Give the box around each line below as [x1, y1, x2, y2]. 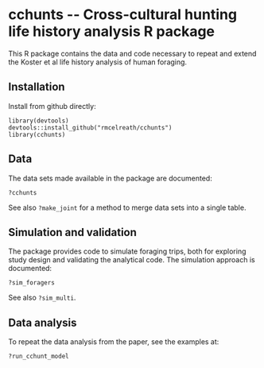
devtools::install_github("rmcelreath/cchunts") [8, 123, 173, 132]
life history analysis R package [8, 22, 215, 41]
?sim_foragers [8, 279, 56, 287]
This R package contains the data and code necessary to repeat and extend [8, 48, 257, 58]
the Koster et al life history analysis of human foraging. [8, 57, 188, 67]
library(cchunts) [8, 130, 66, 138]
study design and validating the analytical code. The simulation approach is [8, 255, 256, 265]
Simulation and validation [8, 225, 138, 239]
